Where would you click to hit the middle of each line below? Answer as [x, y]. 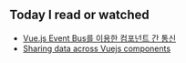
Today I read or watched [80, 15]
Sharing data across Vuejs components [97, 48]
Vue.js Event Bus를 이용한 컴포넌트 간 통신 [99, 38]
